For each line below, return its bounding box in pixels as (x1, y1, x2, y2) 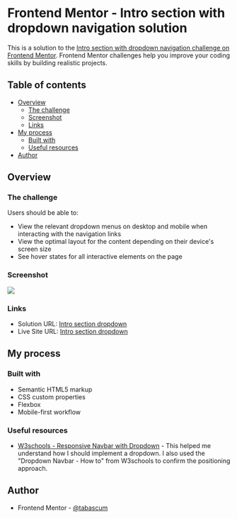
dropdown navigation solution (7, 20, 187, 36)
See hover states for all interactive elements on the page (17, 252, 183, 261)
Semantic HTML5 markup (17, 385, 93, 394)
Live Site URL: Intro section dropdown (17, 328, 129, 336)
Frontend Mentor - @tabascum (17, 503, 108, 512)
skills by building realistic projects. (7, 58, 108, 67)
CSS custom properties (17, 392, 86, 401)
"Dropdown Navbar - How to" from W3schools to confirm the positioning (17, 457, 231, 465)
